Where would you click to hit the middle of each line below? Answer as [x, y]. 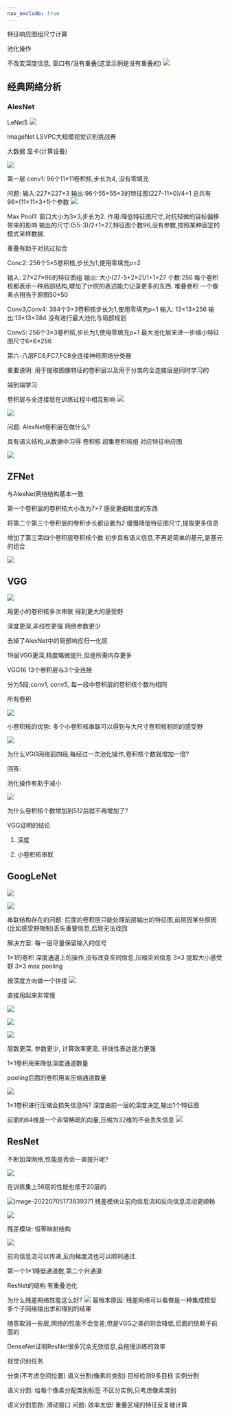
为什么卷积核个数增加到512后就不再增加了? [68, 811]
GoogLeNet [32, 876]
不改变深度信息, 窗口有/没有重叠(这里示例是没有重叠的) [84, 63]
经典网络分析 [34, 87]
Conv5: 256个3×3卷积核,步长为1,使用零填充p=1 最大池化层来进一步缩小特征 [113, 332]
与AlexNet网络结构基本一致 [45, 494]
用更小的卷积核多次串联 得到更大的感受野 [65, 611]
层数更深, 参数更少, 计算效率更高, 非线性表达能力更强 [81, 1048]
